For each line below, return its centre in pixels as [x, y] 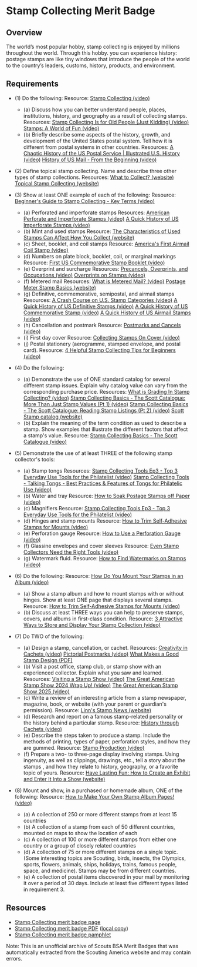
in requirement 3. [44, 889]
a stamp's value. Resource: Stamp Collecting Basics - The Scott [100, 435]
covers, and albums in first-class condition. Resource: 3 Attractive [103, 619]
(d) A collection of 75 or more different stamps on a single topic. [101, 852]
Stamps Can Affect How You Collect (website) [79, 237]
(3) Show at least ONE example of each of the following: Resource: [95, 195]
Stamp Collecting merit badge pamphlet [63, 935]
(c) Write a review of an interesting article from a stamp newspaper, [105, 697]
